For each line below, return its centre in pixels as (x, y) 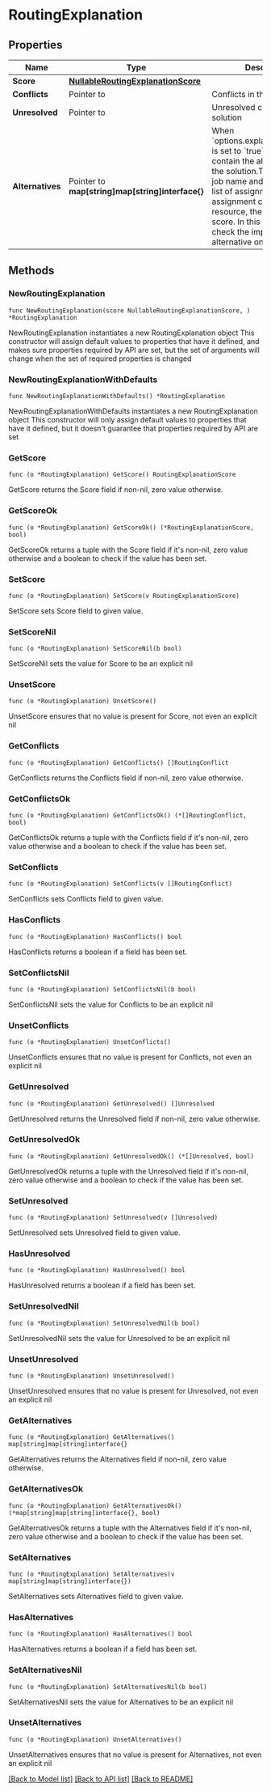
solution (227, 117)
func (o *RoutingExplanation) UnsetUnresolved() (92, 1376)
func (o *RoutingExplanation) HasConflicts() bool (95, 936)
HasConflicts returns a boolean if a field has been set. (98, 952)
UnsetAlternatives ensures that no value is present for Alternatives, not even (135, 1755)
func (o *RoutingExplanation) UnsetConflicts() (90, 1042)
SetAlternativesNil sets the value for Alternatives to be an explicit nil (121, 1702)
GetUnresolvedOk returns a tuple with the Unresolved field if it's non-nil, (128, 1171)
